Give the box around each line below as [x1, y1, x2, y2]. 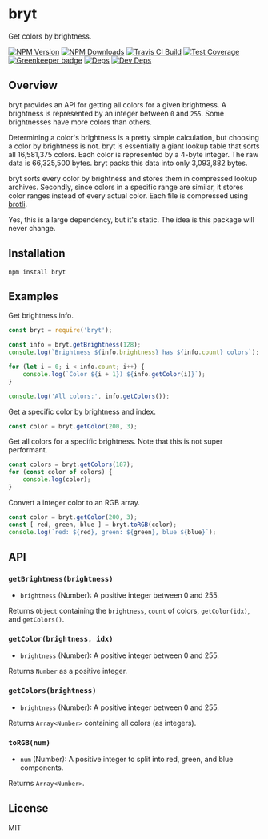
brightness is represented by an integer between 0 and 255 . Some [8, 108, 225, 118]
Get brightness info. [8, 310, 74, 321]
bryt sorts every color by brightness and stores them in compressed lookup [8, 173, 258, 183]
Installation [8, 246, 66, 261]
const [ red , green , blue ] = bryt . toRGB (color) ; [8, 521, 178, 529]
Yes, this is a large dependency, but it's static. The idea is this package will [8, 214, 254, 225]
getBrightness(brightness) [8, 574, 114, 583]
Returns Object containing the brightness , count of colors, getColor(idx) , [8, 606, 250, 616]
